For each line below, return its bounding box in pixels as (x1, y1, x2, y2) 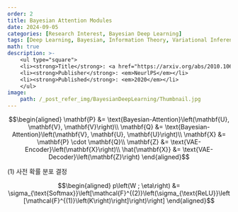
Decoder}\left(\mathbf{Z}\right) (48, 153, 140, 161)
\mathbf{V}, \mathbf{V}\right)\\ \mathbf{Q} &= (28, 123, 164, 131)
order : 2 (7, 10, 33, 18)
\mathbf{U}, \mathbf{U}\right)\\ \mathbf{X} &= (91, 130, 227, 139)
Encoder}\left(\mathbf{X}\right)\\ (24, 146, 120, 153)
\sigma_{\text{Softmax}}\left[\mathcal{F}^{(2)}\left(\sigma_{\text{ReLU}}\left (8, 189, 230, 197)
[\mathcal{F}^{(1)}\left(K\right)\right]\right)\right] (23, 196, 165, 205)
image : (7, 89, 27, 96)
